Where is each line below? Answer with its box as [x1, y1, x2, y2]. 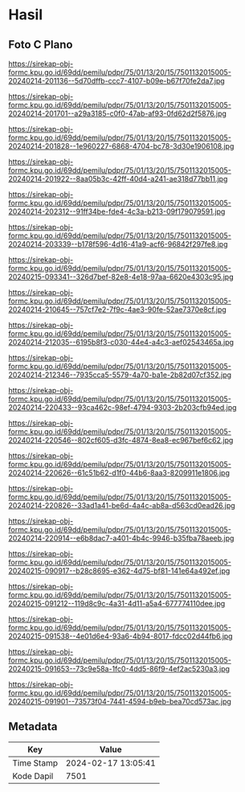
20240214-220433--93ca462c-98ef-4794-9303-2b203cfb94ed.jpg [8, 403, 237, 412]
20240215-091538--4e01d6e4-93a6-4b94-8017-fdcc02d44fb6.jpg [8, 631, 233, 641]
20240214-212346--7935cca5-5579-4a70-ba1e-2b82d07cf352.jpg [8, 370, 231, 380]
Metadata [8, 720, 58, 733]
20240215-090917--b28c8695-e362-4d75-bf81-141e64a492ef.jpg [8, 566, 231, 576]
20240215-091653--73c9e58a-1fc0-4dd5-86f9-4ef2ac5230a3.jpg [8, 664, 231, 673]
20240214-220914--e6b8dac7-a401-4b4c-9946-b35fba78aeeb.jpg [8, 533, 235, 543]
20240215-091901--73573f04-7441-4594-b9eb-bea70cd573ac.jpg [8, 697, 231, 706]
